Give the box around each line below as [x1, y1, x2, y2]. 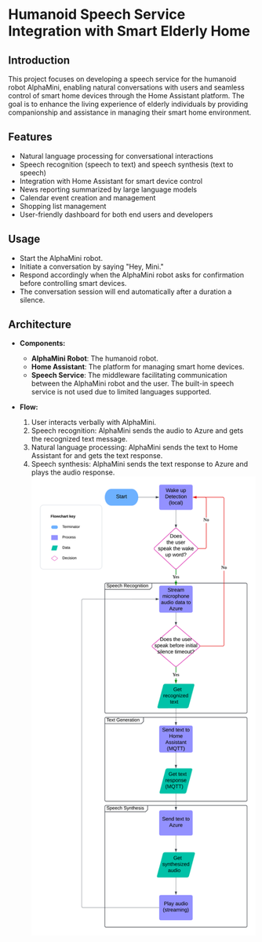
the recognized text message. [31, 434, 128, 444]
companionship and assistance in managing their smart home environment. [8, 108, 252, 117]
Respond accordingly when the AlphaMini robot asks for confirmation [19, 269, 245, 280]
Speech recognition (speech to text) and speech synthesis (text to [19, 159, 234, 169]
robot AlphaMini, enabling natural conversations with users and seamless [8, 82, 245, 92]
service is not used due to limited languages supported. [31, 387, 212, 397]
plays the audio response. [31, 467, 115, 477]
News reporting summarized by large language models [19, 185, 198, 194]
